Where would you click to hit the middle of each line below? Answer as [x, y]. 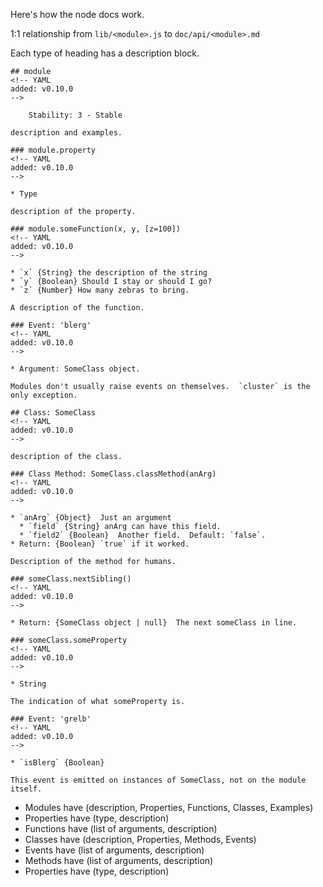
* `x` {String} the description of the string [109, 273]
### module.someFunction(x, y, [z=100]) [96, 229]
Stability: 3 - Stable [75, 115]
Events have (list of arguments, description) [114, 850]
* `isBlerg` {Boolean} [57, 763]
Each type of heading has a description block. [105, 53]
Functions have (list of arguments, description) [121, 828]
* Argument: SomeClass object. [75, 369]
